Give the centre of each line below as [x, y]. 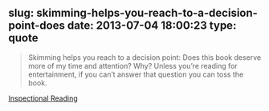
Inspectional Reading [43, 98]
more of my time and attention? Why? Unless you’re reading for [133, 65]
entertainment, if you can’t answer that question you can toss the [136, 74]
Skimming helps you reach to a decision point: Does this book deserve [145, 57]
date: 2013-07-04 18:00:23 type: [152, 26]
